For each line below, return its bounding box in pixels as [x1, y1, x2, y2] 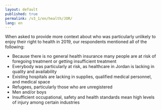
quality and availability [12, 69, 57, 75]
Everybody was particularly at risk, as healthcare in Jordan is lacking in [12, 64, 155, 69]
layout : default [5, 7, 38, 12]
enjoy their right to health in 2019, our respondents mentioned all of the [5, 39, 147, 45]
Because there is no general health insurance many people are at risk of [12, 54, 156, 59]
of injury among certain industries [12, 99, 80, 105]
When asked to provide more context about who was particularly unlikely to [5, 34, 156, 40]
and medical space [12, 79, 50, 85]
